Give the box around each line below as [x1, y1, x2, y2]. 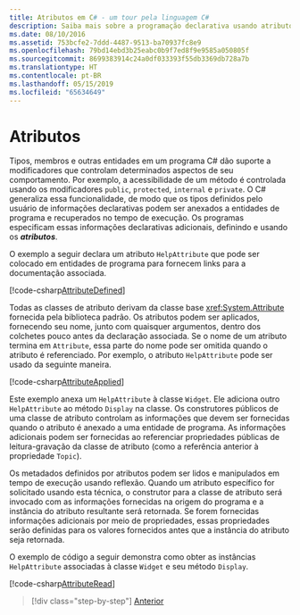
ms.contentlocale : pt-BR [9, 71, 102, 80]
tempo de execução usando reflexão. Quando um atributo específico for [9, 478, 275, 488]
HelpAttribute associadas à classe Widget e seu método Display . [9, 561, 249, 572]
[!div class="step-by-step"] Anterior [30, 595, 164, 607]
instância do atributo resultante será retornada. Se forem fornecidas [9, 506, 260, 517]
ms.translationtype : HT [9, 63, 98, 72]
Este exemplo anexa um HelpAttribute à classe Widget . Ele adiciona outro [9, 394, 280, 404]
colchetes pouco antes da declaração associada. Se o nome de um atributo [9, 331, 287, 342]
